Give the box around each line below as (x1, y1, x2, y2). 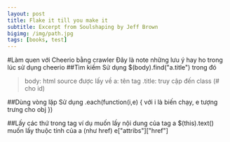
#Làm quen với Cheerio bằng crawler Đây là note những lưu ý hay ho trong (7, 56, 223, 64)
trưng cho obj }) (7, 105, 53, 114)
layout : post (7, 10, 46, 18)
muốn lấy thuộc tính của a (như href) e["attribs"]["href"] (7, 127, 168, 135)
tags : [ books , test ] (7, 37, 68, 44)
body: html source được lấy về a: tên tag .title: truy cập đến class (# (24, 77, 219, 85)
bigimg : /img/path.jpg (7, 30, 74, 37)
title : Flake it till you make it (7, 17, 109, 24)
